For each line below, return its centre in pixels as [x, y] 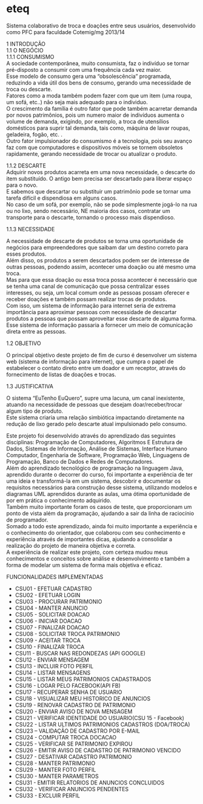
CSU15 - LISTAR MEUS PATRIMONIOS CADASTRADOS [83, 679]
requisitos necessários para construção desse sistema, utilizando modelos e [102, 487]
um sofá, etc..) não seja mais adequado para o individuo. [77, 102]
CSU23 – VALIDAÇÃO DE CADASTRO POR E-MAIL [78, 731]
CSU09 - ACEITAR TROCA [48, 640]
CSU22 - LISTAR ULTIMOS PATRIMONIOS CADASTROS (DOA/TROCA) [102, 724]
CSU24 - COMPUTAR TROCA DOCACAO [66, 737]
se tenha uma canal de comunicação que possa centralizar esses [88, 286]
